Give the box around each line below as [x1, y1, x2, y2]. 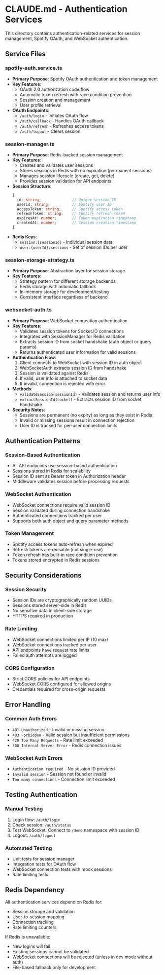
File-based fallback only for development [12, 964, 96, 970]
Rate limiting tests [12, 872, 49, 878]
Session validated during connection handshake [12, 507, 110, 513]
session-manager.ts [5, 141, 55, 148]
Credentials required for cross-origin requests [12, 686, 106, 692]
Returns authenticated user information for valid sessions [19, 349, 136, 355]
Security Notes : [12, 407, 45, 412]
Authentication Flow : [12, 354, 57, 360]
